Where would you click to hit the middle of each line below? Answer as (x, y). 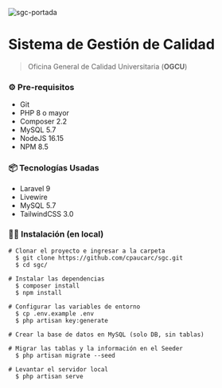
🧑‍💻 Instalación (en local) (56, 234)
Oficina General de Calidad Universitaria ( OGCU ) (107, 66)
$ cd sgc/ (31, 265)
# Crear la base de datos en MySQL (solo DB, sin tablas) (106, 335)
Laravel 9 (35, 188)
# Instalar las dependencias (56, 279)
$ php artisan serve (49, 376)
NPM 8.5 (34, 147)
